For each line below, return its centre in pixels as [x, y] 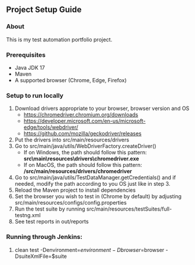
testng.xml [28, 215]
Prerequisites [26, 54]
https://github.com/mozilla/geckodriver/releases [82, 134]
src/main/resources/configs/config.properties [71, 203]
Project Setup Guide [44, 10]
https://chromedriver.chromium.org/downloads [81, 115]
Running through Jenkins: [44, 237]
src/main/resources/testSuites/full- [129, 209]
